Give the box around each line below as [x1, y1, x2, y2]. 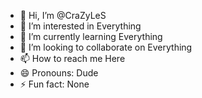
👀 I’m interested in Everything [19, 20, 142, 32]
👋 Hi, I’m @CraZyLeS [19, 10, 107, 21]
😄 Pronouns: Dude [19, 67, 99, 79]
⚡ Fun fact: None [19, 78, 90, 90]
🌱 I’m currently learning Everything [19, 31, 163, 42]
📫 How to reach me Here [19, 53, 126, 64]
